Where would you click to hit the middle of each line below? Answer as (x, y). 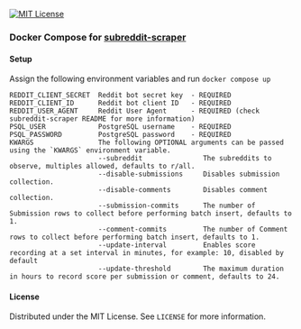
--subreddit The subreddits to (185, 159)
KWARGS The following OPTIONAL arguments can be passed (146, 143)
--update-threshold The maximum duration (191, 269)
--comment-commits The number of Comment (193, 230)
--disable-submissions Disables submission (189, 174)
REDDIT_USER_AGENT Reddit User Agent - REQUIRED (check (134, 111)
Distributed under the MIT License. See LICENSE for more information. (137, 316)
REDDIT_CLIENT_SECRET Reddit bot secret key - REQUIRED (120, 96)
